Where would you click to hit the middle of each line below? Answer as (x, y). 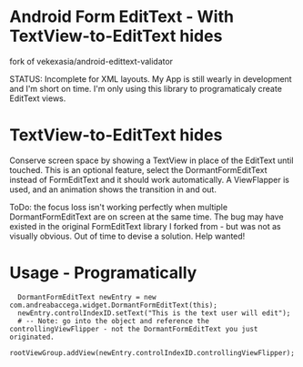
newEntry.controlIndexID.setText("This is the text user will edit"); (154, 313)
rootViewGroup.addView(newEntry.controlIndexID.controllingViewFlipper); (152, 352)
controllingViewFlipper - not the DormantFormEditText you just (134, 329)
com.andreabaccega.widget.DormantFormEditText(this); (114, 305)
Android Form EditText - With (122, 17)
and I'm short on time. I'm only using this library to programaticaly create (146, 88)
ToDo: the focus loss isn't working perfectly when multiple (119, 207)
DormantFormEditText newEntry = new (87, 297)
